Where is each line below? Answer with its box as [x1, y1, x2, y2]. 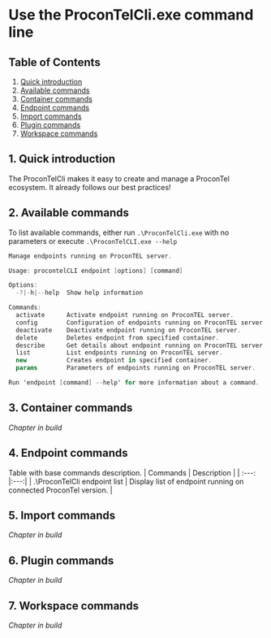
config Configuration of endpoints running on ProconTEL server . [15, 319, 267, 327]
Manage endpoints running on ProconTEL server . [8, 252, 173, 260]
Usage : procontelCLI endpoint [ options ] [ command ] [8, 267, 183, 275]
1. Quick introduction [8, 152, 116, 166]
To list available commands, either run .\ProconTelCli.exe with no [8, 228, 230, 237]
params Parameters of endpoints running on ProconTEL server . [15, 364, 256, 372]
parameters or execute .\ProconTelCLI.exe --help [8, 236, 178, 245]
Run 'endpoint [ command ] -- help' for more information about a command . [8, 379, 260, 387]
